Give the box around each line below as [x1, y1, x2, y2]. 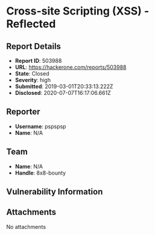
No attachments [6, 223, 46, 230]
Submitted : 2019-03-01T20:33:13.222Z [14, 83, 113, 90]
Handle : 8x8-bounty [14, 169, 66, 176]
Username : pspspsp [14, 123, 66, 130]
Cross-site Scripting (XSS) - [6, 4, 150, 18]
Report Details [6, 41, 62, 51]
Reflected [6, 17, 56, 31]
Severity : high [14, 77, 51, 83]
